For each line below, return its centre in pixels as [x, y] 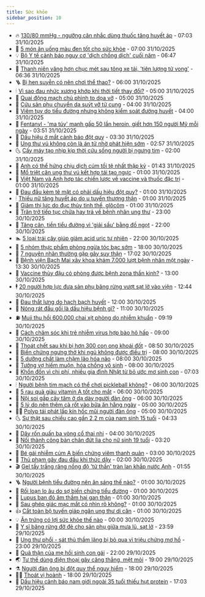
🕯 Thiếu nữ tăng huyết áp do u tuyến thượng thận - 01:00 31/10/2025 [100, 198]
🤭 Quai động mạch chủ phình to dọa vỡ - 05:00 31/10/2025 [89, 98]
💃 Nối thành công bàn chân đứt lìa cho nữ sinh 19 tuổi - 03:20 [92, 440]
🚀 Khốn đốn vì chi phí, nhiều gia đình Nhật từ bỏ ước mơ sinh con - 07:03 [107, 371]
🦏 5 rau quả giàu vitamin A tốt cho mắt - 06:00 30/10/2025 [89, 391]
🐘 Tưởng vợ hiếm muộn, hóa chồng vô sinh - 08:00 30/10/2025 [95, 365]
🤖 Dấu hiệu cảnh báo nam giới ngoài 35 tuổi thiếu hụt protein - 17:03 [101, 581]
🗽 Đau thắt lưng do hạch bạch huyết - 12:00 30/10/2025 [85, 302]
